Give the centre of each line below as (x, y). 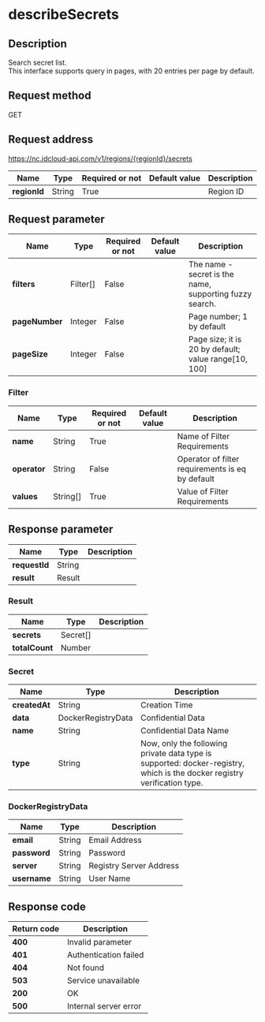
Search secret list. (37, 62)
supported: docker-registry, (193, 763)
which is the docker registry (192, 773)
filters (24, 284)
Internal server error (104, 1006)
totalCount (33, 647)
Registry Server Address (134, 866)
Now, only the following (184, 744)
